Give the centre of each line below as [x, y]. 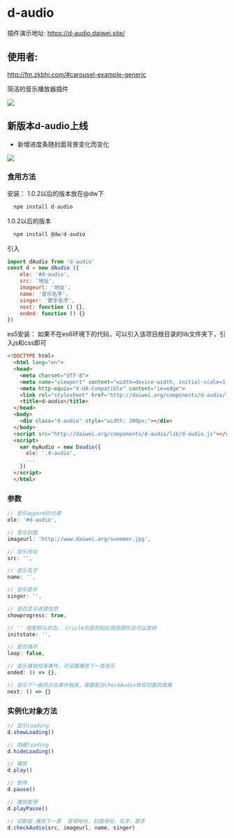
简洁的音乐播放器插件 [38, 89]
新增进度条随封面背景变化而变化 [63, 144]
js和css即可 [30, 343]
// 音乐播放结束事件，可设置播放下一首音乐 [61, 666]
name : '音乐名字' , [44, 294]
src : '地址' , [38, 281]
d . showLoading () [31, 732]
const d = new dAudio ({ [43, 268]
